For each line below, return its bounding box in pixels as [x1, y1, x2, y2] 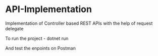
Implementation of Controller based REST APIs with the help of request [5, 20, 153, 26]
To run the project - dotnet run [5, 35, 69, 41]
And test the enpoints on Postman [5, 45, 76, 51]
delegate [5, 25, 24, 31]
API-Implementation [5, 4, 92, 15]
